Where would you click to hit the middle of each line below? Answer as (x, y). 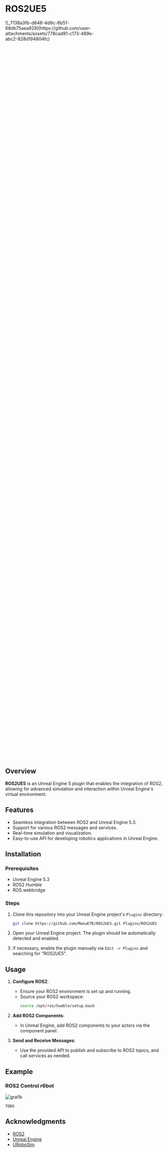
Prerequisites (22, 868)
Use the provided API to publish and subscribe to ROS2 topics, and (90, 1051)
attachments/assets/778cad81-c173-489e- (50, 33)
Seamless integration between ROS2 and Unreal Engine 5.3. (74, 822)
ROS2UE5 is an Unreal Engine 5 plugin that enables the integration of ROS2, (84, 783)
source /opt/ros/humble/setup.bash (57, 1006)
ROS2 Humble (27, 885)
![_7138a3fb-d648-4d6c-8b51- (37, 23)
